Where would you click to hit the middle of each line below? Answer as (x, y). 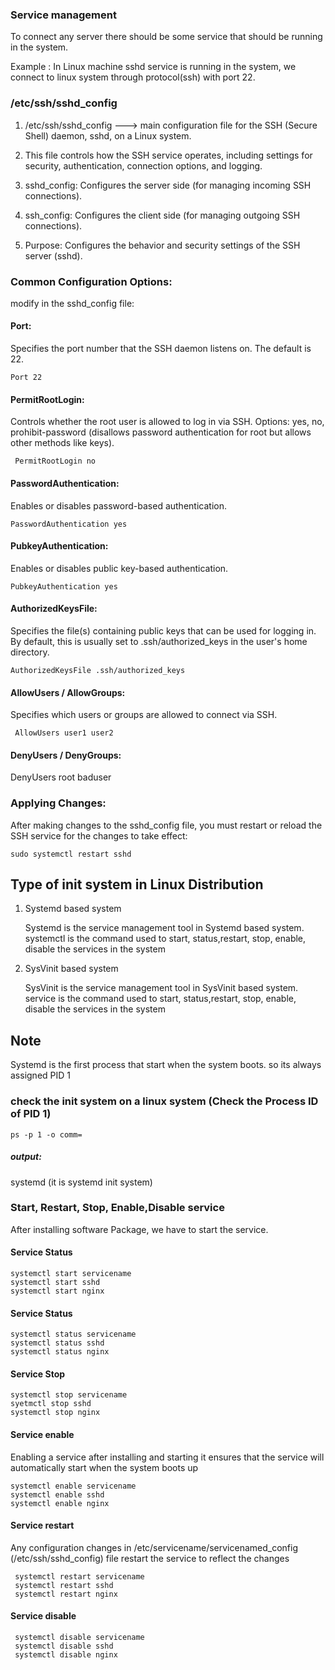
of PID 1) (31, 1114)
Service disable (43, 1616)
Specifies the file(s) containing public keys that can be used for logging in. (163, 630)
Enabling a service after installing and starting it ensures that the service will (167, 1457)
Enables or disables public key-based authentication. (119, 568)
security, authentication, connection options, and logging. (143, 165)
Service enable (42, 1434)
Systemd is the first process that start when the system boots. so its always (166, 1065)
